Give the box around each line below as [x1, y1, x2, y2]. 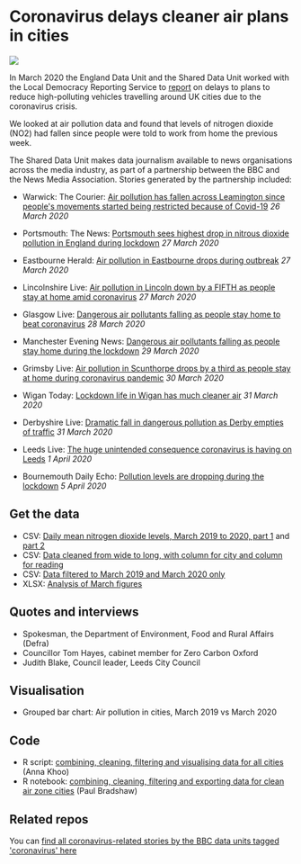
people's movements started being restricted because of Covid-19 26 [22, 201, 280, 211]
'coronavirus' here [9, 845, 77, 856]
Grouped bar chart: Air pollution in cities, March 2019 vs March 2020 [22, 706, 277, 717]
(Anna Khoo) [22, 767, 70, 778]
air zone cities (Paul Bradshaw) [22, 786, 137, 796]
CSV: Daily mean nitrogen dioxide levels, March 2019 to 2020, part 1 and [22, 530, 290, 541]
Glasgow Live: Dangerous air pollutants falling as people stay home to [22, 309, 281, 319]
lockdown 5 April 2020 [22, 480, 107, 491]
